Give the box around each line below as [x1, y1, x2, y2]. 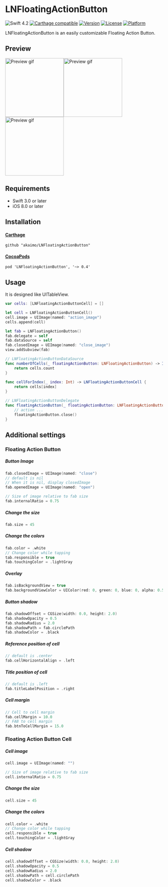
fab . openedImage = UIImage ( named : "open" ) [5, 485, 95, 490]
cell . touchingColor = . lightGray [5, 835, 75, 841]
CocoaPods [5, 253, 30, 259]
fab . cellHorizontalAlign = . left [5, 658, 75, 663]
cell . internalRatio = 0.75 [5, 774, 61, 780]
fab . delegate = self [5, 333, 48, 339]
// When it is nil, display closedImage [5, 480, 91, 485]
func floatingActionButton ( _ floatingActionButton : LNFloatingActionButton [5, 403, 166, 408]
